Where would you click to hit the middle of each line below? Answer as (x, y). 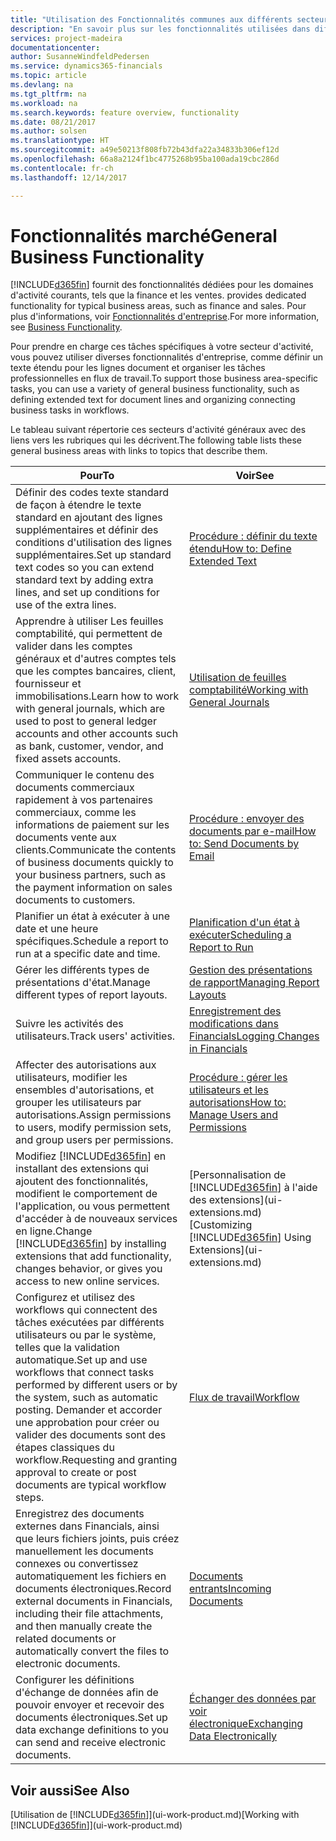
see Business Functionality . (66, 327)
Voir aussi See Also (70, 1790)
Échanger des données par (253, 1699)
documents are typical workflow (91, 1485)
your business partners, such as (91, 875)
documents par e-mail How (253, 831)
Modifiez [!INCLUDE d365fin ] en (91, 1156)
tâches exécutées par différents (90, 1323)
